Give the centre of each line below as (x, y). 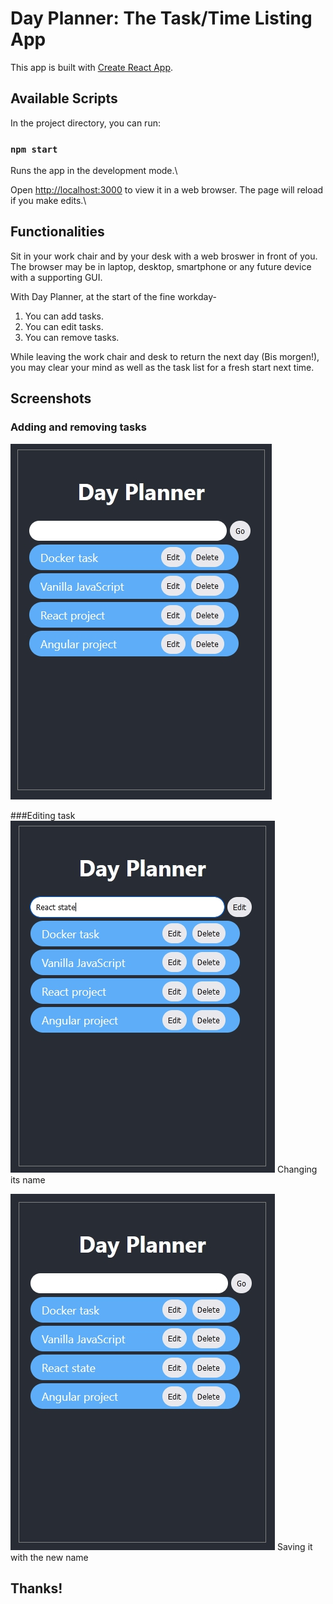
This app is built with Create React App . (92, 67)
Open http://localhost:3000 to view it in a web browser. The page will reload (167, 190)
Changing (297, 1169)
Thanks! (36, 1588)
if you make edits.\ (48, 201)
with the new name (49, 1557)
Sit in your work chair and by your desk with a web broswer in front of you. (164, 256)
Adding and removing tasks (78, 427)
